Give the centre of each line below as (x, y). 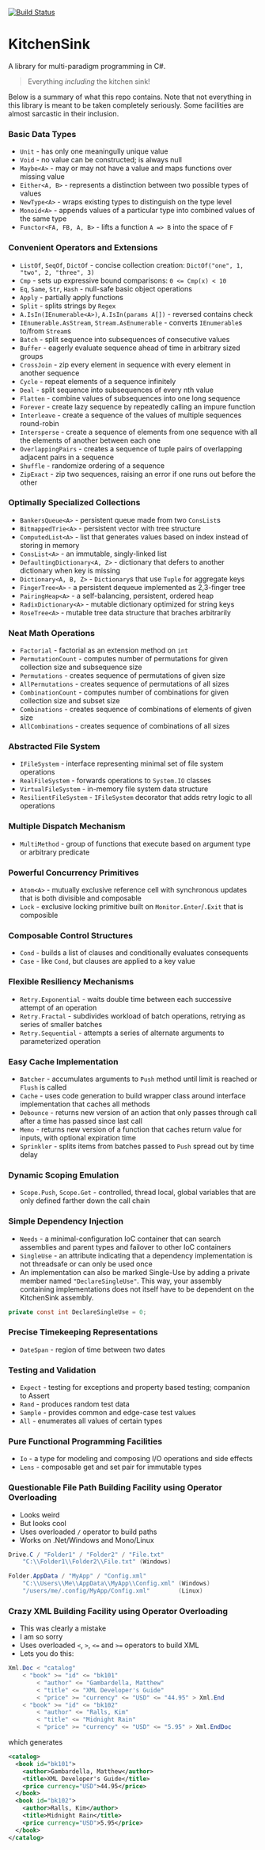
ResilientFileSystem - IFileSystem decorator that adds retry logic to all (136, 797)
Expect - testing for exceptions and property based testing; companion (135, 1387)
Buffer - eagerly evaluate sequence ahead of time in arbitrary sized (130, 348)
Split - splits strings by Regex (68, 306)
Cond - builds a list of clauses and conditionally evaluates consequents (134, 953)
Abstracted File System (54, 747)
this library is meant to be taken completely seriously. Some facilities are (126, 105)
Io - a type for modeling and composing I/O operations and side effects (136, 1459)
